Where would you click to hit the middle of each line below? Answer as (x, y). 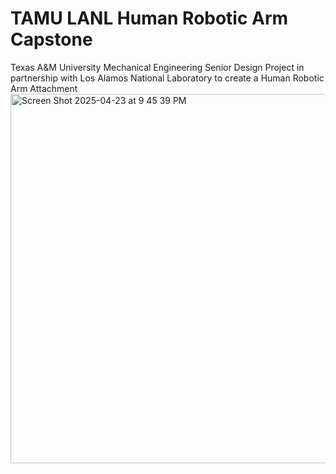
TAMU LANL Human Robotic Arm (149, 18)
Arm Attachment (44, 88)
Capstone (51, 39)
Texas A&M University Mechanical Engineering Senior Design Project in (157, 67)
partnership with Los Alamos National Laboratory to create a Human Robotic (167, 78)
